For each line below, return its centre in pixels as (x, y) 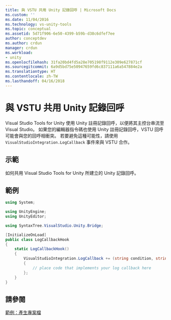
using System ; (20, 203)
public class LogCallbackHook (37, 239)
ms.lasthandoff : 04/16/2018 (35, 81)
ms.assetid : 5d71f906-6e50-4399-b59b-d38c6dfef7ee (60, 34)
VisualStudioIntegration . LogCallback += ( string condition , (89, 259)
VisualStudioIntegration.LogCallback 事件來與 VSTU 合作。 (69, 142)
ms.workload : (19, 52)
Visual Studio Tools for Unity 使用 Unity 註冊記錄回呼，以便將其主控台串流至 (85, 123)
